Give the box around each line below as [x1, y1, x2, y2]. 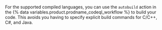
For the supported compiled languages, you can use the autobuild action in [5, 4, 157, 10]
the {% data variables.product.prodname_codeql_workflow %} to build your [5, 9, 157, 15]
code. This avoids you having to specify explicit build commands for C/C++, [5, 15, 157, 20]
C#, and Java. [5, 19, 33, 25]
